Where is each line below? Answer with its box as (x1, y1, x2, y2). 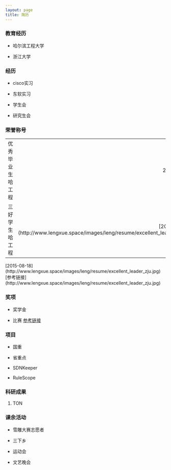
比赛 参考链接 (12, 317, 41, 323)
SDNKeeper (12, 364, 38, 370)
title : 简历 (5, 12, 29, 17)
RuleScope (12, 375, 36, 381)
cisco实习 (12, 80, 33, 86)
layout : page (5, 7, 33, 13)
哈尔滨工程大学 (12, 42, 44, 48)
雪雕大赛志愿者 (12, 427, 44, 433)
